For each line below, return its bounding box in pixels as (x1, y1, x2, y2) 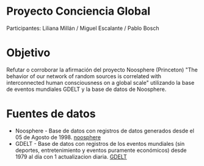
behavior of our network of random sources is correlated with (6, 72, 162, 80)
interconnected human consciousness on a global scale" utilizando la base (6, 79, 195, 86)
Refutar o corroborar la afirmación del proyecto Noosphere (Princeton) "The (6, 66, 198, 73)
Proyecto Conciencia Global (6, 4, 151, 18)
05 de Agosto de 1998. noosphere (15, 133, 101, 141)
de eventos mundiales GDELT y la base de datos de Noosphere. (6, 85, 167, 93)
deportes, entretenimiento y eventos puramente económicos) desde (15, 146, 187, 154)
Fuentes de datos (6, 107, 96, 121)
